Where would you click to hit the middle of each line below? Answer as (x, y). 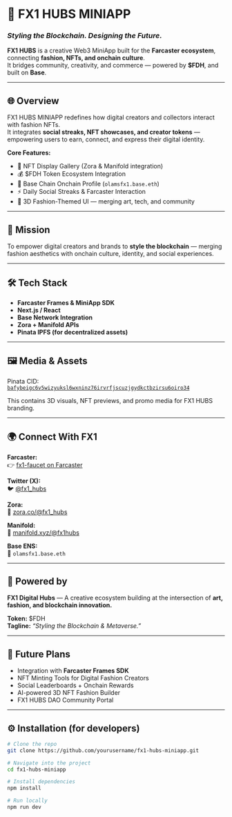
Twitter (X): (24, 481)
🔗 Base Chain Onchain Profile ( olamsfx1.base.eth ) (88, 184)
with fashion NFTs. (34, 125)
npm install (24, 788)
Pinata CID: (23, 381)
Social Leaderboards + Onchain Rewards (75, 685)
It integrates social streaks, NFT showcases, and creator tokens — (104, 132)
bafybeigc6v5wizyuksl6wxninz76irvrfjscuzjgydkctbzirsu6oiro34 (98, 388)
